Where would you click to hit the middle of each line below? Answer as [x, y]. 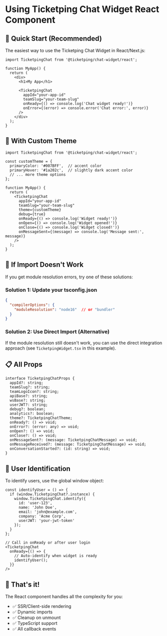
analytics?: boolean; [32, 414]
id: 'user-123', [35, 503]
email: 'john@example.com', [48, 512]
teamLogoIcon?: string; [34, 392]
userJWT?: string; [29, 405]
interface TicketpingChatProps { [40, 379]
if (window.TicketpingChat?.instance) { [52, 494]
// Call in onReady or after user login [48, 543]
